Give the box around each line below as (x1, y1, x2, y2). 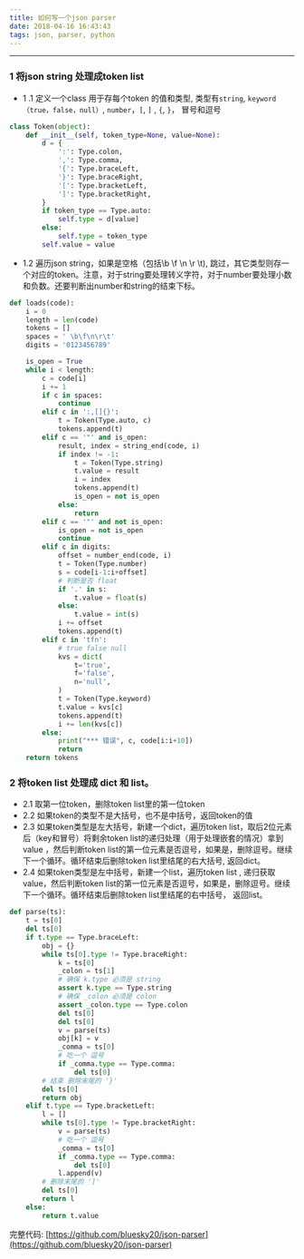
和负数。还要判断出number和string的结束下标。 (22, 280, 201, 291)
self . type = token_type (57, 232, 147, 241)
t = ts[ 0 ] (25, 916, 63, 925)
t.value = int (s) (73, 610, 140, 620)
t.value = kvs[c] (57, 702, 124, 712)
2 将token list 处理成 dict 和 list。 (9, 776, 155, 789)
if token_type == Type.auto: (42, 206, 152, 216)
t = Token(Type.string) (73, 458, 165, 467)
